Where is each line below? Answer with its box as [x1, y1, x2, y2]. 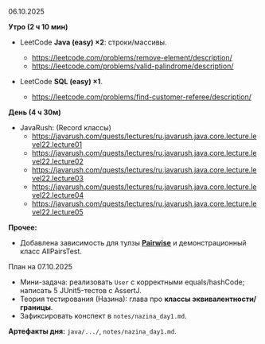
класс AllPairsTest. [19, 246, 82, 256]
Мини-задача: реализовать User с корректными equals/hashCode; [19, 277, 245, 287]
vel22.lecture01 [31, 140, 82, 149]
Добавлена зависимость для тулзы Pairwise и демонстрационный [19, 238, 247, 247]
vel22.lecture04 [31, 191, 84, 199]
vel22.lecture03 [31, 174, 84, 183]
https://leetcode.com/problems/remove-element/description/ [31, 53, 232, 62]
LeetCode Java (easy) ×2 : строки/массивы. [19, 37, 167, 47]
